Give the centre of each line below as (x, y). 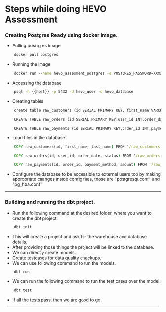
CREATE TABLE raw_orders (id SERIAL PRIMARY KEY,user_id (74, 119)
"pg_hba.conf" (27, 184)
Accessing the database (37, 83)
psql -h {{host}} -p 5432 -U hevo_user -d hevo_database (74, 92)
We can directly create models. (44, 252)
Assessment (31, 20)
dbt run (22, 272)
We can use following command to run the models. (64, 263)
